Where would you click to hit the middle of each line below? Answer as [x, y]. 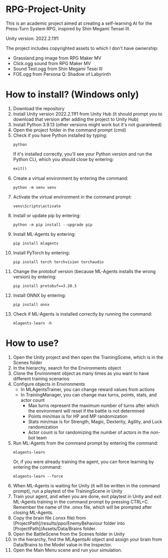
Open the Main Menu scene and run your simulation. [68, 550]
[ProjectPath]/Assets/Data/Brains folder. [54, 528]
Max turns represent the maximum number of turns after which [94, 405]
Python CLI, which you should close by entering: [63, 159]
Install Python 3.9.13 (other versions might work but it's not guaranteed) [87, 124]
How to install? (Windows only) [72, 95]
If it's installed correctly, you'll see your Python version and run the [83, 154]
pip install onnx [31, 305]
